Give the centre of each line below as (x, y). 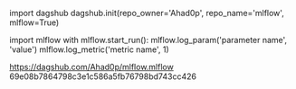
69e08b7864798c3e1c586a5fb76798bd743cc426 (103, 76)
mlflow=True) (34, 22)
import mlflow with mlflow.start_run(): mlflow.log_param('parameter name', (148, 40)
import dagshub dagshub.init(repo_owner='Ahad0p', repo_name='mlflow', (147, 13)
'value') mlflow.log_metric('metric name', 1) (89, 49)
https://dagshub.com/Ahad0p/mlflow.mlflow (91, 67)
